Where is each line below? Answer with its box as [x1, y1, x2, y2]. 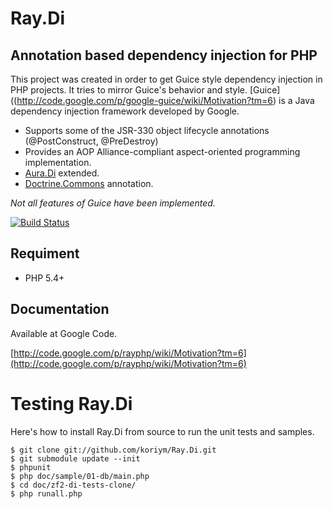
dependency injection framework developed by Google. [10, 105, 240, 117]
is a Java [278, 95, 315, 106]
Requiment [10, 245, 80, 262]
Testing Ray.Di [10, 392, 133, 415]
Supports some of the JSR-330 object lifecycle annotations [24, 125, 270, 136]
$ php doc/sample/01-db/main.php [10, 471, 150, 481]
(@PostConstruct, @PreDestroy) [24, 135, 159, 147]
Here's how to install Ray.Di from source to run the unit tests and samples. [10, 425, 315, 437]
